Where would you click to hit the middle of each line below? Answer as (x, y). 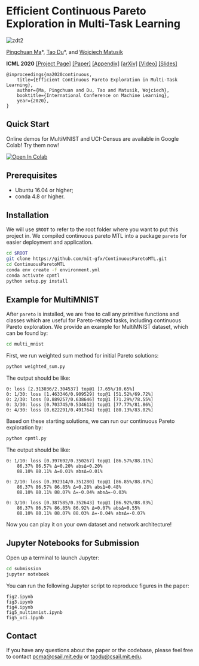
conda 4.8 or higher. (40, 196)
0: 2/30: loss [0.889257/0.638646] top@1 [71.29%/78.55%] (80, 399)
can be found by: (27, 333)
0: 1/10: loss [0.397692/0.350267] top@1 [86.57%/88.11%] (80, 461)
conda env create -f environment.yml (53, 270)
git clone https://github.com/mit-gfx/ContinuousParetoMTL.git (87, 259)
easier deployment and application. (50, 242)
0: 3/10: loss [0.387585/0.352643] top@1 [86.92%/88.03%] (80, 503)
